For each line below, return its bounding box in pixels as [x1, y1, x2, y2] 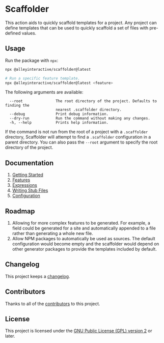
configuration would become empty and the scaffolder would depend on [12, 241, 160, 247]
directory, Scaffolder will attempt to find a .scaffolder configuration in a [5, 134, 151, 140]
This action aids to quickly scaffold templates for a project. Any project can [5, 20, 157, 26]
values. [22, 30, 37, 36]
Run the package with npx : [5, 57, 58, 63]
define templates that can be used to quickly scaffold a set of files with [5, 25, 149, 30]
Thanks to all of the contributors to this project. [5, 301, 101, 307]
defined [5, 30, 21, 36]
